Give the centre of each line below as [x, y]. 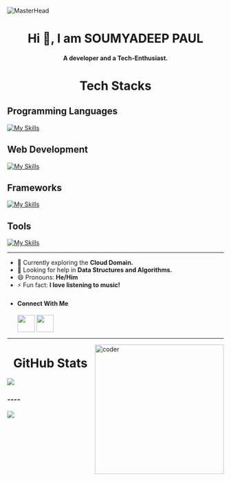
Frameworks [35, 187]
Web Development [47, 149]
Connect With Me [43, 303]
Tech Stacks [115, 86]
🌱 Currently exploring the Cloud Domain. [75, 263]
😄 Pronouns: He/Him [47, 277]
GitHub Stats [51, 363]
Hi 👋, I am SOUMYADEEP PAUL [115, 39]
